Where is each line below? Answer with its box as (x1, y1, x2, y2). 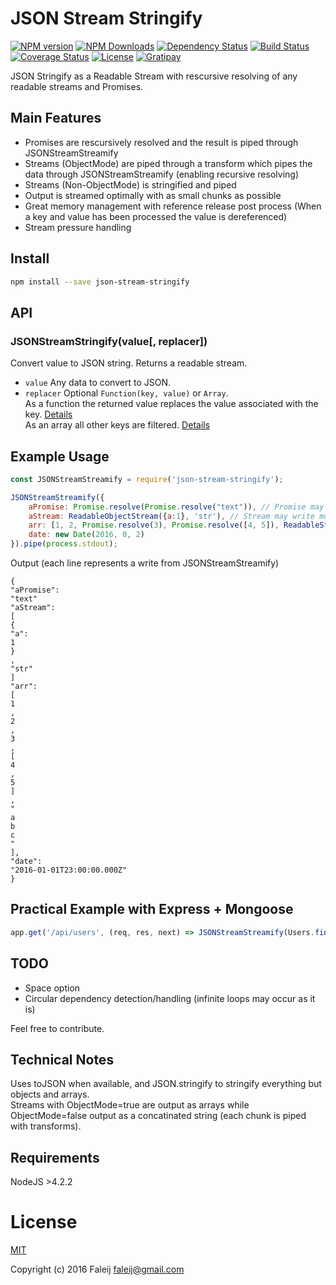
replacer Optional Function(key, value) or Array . (24, 387, 229, 399)
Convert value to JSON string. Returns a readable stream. (10, 357, 248, 369)
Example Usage (10, 448, 110, 465)
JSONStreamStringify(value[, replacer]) (10, 334, 208, 348)
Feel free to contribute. (10, 1022, 105, 1034)
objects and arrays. (10, 1088, 90, 1101)
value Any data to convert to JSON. (24, 377, 171, 389)
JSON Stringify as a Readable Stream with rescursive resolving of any (10, 70, 298, 82)
